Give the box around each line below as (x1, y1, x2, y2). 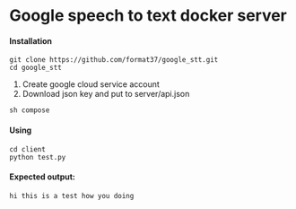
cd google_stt (9, 64, 63, 73)
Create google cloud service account (22, 79, 160, 90)
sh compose (9, 106, 50, 115)
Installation (9, 35, 52, 46)
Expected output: (9, 171, 76, 182)
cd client (9, 144, 47, 153)
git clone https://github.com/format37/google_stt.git (9, 56, 219, 65)
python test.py (9, 152, 66, 161)
